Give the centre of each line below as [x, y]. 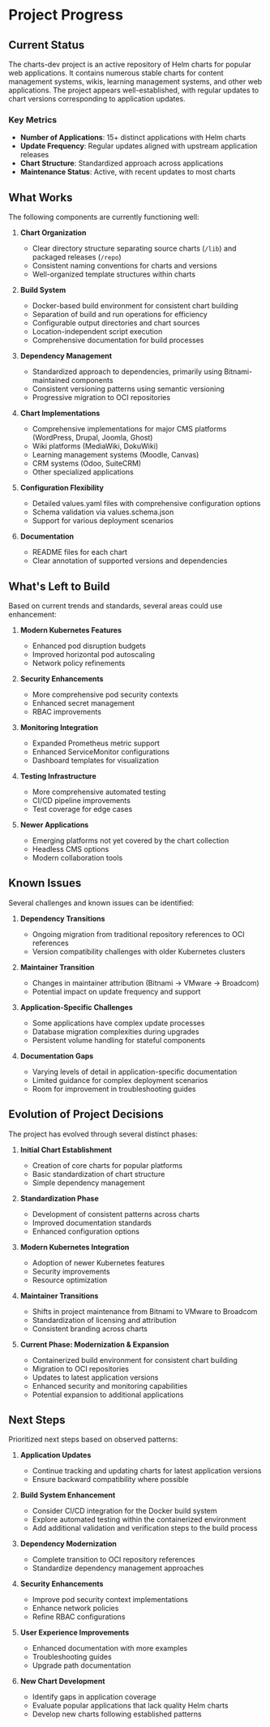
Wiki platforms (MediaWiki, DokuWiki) [95, 446]
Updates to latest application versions [95, 1377]
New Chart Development [62, 1682]
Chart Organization [53, 233]
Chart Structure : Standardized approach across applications [122, 163]
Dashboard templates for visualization [96, 760]
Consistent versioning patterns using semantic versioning [128, 389]
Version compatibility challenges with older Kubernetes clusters [139, 952]
